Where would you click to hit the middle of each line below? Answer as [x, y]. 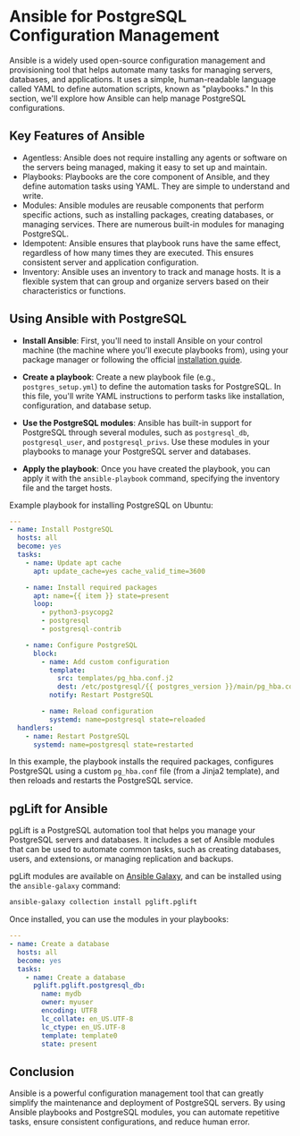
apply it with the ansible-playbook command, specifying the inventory [151, 478]
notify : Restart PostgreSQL [101, 696]
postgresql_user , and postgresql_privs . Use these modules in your [146, 441]
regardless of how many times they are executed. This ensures [138, 252]
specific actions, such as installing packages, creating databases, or [148, 214]
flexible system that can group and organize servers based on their [146, 281]
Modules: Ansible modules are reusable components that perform [143, 205]
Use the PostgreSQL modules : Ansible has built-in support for [137, 423]
